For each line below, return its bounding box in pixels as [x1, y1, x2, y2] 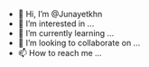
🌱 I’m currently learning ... [17, 28, 115, 38]
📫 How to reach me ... [17, 48, 102, 58]
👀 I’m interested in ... [17, 18, 95, 29]
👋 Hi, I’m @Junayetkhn [17, 9, 103, 19]
